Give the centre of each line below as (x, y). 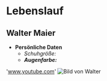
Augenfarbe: (40, 60)
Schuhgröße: (40, 54)
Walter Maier (31, 33)
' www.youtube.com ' (31, 71)
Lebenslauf (35, 11)
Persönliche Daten (38, 47)
